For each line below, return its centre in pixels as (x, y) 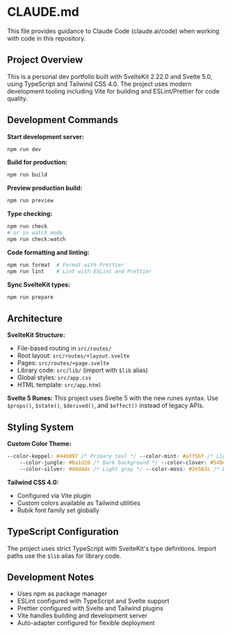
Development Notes (51, 577)
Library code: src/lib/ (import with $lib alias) (82, 370)
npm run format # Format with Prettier (66, 265)
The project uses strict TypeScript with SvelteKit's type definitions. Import (112, 548)
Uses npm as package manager (62, 594)
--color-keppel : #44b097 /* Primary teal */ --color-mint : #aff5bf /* (110, 457)
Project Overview (45, 60)
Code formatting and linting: (48, 252)
